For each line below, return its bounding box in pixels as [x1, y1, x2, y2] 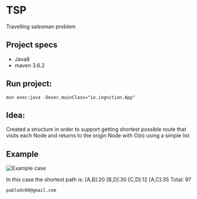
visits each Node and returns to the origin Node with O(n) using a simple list [6, 132, 190, 139]
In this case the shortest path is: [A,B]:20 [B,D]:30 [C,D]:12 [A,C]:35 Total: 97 [6, 176, 192, 183]
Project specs [6, 40, 58, 50]
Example [6, 149, 39, 159]
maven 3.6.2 [14, 62, 45, 69]
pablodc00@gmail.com [6, 187, 57, 194]
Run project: [6, 79, 52, 89]
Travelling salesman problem [6, 23, 76, 30]
